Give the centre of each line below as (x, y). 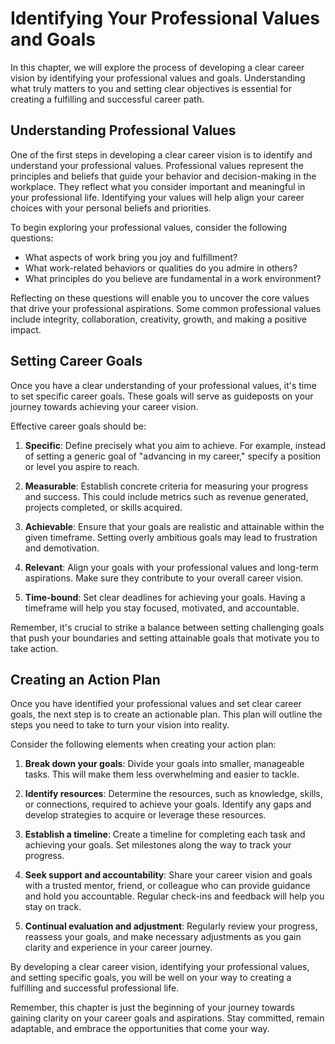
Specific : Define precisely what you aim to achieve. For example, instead (175, 445)
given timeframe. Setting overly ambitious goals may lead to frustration (171, 537)
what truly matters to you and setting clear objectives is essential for (151, 88)
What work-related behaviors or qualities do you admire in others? (161, 268)
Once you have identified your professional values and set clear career (156, 704)
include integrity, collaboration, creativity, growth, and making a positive (158, 319)
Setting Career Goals (76, 361)
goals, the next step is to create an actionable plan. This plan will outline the (166, 714)
